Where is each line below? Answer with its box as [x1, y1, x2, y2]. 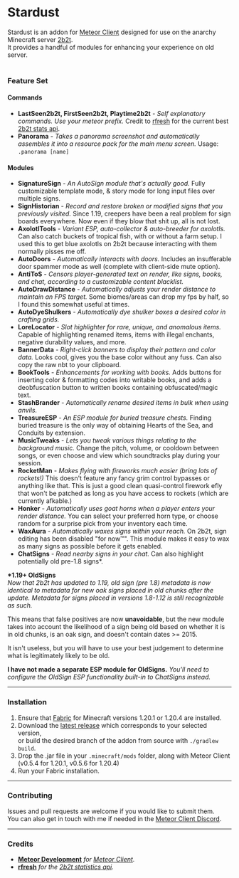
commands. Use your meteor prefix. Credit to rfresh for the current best [17, 117, 229, 125]
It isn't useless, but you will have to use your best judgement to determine [7, 644, 224, 652]
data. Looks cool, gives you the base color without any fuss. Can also [17, 353, 222, 361]
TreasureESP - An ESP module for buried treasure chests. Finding [17, 413, 212, 422]
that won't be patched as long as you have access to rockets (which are [17, 489, 229, 498]
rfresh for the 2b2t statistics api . [17, 862, 114, 872]
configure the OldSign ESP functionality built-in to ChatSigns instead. [7, 673, 211, 682]
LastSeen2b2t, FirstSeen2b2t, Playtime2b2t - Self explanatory [17, 110, 206, 118]
